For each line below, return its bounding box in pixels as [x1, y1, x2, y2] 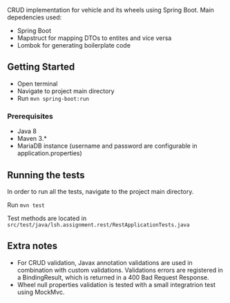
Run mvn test [7, 200, 45, 209]
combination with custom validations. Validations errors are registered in [17, 266, 223, 274]
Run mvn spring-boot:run [17, 94, 90, 102]
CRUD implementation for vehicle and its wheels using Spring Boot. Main [7, 6, 214, 14]
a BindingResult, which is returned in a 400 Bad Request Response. [17, 273, 209, 282]
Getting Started [7, 61, 75, 73]
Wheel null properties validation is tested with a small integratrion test [17, 280, 215, 289]
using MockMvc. [17, 288, 65, 296]
